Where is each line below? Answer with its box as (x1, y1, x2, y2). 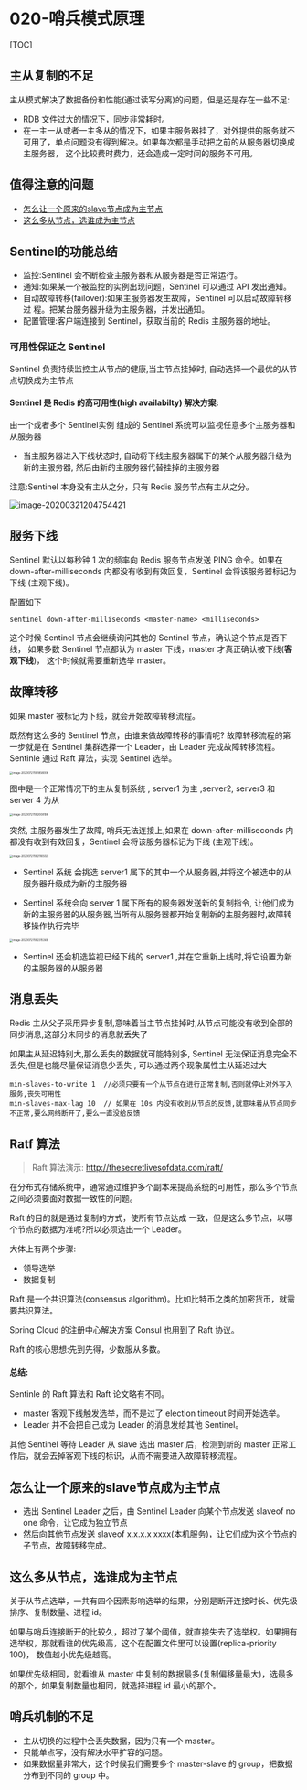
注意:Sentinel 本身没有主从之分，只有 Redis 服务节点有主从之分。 (9, 481, 254, 492)
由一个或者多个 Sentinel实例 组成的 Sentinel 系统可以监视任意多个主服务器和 (9, 419, 296, 430)
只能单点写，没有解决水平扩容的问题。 (22, 1746, 167, 1757)
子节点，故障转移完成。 (22, 1540, 111, 1551)
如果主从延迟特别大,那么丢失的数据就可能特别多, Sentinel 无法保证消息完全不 (9, 1048, 298, 1059)
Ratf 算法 (9, 1136, 61, 1152)
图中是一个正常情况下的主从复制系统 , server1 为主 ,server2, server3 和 (9, 783, 276, 794)
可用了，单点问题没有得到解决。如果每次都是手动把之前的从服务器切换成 (22, 136, 295, 147)
